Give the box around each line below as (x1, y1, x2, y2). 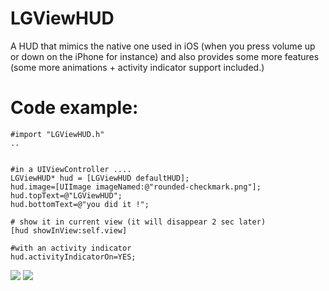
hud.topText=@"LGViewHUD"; (10, 190, 123, 201)
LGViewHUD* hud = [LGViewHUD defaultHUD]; (10, 173, 190, 183)
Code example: (10, 97, 139, 119)
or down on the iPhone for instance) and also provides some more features (10, 50, 320, 62)
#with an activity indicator (10, 243, 132, 253)
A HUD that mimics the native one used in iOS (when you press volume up (10, 40, 316, 52)
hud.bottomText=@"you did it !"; (10, 199, 150, 209)
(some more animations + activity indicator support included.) (10, 61, 265, 73)
